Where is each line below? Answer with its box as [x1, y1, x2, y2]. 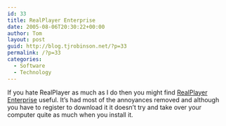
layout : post [7, 36, 46, 43]
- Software [13, 62, 46, 69]
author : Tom [7, 29, 42, 37]
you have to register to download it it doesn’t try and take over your [7, 103, 202, 111]
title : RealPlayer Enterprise [7, 17, 96, 24]
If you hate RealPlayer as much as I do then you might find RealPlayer [7, 88, 208, 97]
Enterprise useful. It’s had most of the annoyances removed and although [7, 95, 220, 104]
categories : [7, 56, 42, 63]
